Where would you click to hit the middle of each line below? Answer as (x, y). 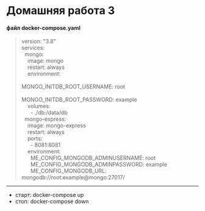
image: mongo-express (57, 126)
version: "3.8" (38, 41)
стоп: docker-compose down (52, 201)
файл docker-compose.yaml (44, 27)
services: (33, 48)
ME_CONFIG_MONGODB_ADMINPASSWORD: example (99, 165)
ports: (35, 138)
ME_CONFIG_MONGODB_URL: (68, 171)
